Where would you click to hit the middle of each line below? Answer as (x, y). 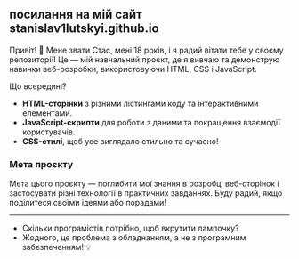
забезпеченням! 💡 (57, 247)
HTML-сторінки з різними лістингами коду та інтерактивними (140, 103)
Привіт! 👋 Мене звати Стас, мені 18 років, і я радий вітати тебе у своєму (146, 50)
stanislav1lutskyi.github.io (84, 29)
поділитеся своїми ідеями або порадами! (88, 203)
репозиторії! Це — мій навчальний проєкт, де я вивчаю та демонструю (145, 59)
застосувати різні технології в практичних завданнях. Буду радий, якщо (146, 193)
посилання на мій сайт (76, 15)
